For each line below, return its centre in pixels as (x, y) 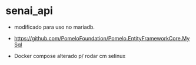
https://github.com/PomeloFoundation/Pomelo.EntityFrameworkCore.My (102, 38)
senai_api (29, 11)
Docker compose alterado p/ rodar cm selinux (70, 56)
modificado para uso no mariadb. (54, 27)
